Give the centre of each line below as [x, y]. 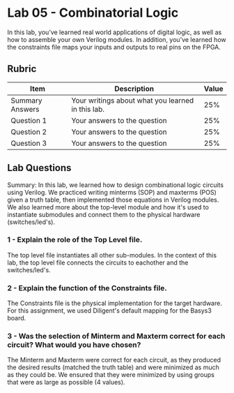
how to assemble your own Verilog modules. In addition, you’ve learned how [117, 39]
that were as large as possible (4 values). [66, 383]
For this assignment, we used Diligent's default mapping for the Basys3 [110, 311]
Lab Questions [39, 168]
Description [134, 89]
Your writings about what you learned [133, 101]
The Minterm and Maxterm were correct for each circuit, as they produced [114, 360]
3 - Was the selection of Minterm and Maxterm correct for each [116, 336]
